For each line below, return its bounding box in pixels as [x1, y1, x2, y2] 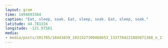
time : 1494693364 [5, 12, 41, 17]
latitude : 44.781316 [5, 21, 48, 26]
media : [5, 30, 19, 35]
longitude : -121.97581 [5, 26, 52, 31]
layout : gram [5, 7, 32, 12]
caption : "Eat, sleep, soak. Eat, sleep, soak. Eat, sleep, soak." [5, 16, 149, 21]
